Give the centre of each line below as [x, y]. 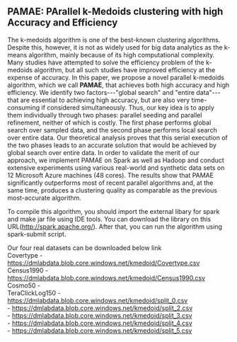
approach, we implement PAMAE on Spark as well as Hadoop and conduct [116, 160]
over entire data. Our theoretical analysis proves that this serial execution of [118, 137]
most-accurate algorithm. [44, 198]
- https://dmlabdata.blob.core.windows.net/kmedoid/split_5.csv [100, 330]
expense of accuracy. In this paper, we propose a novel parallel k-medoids [116, 77]
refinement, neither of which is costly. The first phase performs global [109, 122]
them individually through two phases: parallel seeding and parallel [105, 115]
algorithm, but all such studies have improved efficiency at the [125, 69]
